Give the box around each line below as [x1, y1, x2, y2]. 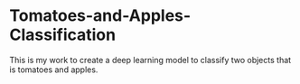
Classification [9, 24, 116, 45]
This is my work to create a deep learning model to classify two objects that [9, 54, 292, 65]
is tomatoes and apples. [9, 64, 98, 75]
